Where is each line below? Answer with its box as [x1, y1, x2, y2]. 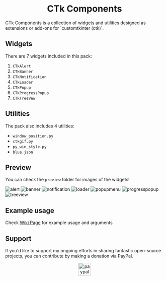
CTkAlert [12, 63, 31, 68]
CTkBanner [12, 69, 34, 74]
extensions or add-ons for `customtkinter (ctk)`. [5, 25, 104, 31]
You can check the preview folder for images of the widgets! [5, 177, 130, 183]
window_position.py [12, 133, 54, 138]
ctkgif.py [12, 139, 34, 144]
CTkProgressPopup [12, 90, 49, 96]
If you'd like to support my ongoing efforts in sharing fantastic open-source [5, 248, 161, 253]
